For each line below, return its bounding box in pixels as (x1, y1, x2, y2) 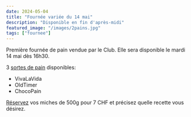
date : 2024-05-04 (6, 8, 49, 15)
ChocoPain (14, 88, 42, 95)
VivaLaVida (14, 75, 42, 82)
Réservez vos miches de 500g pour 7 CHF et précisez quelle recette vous (6, 99, 185, 106)
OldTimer (14, 81, 37, 88)
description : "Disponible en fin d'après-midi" (6, 19, 125, 25)
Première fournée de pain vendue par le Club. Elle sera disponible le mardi (6, 46, 186, 53)
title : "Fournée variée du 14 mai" (6, 14, 93, 20)
